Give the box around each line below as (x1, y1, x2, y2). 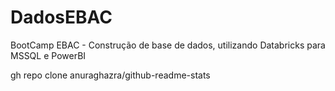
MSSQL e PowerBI (10, 49, 87, 61)
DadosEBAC (10, 6, 113, 29)
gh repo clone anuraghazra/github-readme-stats (10, 69, 211, 81)
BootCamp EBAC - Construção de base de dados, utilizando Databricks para (10, 39, 326, 51)
